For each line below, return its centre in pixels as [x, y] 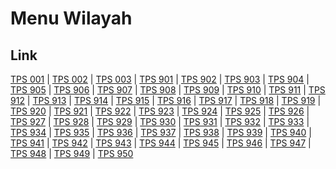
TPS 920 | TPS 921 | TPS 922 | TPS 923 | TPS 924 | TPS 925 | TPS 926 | [160, 111]
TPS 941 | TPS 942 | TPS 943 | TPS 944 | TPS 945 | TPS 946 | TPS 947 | [161, 143]
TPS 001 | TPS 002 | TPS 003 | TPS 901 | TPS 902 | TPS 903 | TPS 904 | [160, 79]
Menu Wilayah [71, 18]
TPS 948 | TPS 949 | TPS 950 [72, 153]
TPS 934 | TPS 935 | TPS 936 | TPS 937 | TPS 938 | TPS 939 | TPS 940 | [161, 132]
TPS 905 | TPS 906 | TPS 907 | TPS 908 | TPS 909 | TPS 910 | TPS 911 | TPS [168, 90]
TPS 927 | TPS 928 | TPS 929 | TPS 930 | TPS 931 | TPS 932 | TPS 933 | [160, 121]
